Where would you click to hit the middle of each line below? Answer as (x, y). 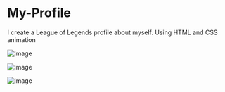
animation (22, 39)
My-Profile (39, 13)
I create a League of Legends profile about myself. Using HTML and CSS (112, 32)
